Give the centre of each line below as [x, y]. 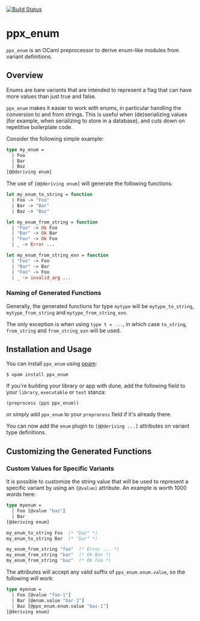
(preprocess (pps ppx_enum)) [43, 403]
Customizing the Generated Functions [79, 451]
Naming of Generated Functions [54, 293]
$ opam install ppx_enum [37, 375]
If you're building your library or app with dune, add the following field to [96, 386]
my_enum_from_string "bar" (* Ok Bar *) [59, 555]
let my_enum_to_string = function [50, 195]
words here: [21, 494]
